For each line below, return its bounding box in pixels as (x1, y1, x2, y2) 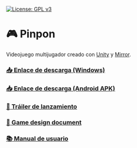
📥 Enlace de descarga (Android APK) (6, 84, 115, 93)
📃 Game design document (6, 118, 82, 126)
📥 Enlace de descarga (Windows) (6, 65, 105, 74)
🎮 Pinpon (6, 27, 56, 41)
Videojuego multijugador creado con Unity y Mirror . (6, 51, 131, 58)
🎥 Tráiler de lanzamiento (6, 102, 77, 110)
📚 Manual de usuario (6, 134, 69, 143)
